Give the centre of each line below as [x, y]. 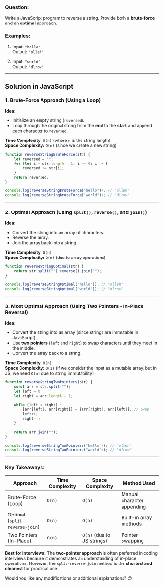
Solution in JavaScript [39, 86]
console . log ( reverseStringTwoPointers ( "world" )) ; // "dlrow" [69, 450]
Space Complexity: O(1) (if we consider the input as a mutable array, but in [81, 368]
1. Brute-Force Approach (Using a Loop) [53, 100]
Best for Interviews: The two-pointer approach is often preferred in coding [81, 553]
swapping [133, 541]
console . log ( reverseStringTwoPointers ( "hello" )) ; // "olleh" [69, 445]
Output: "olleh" [28, 52]
